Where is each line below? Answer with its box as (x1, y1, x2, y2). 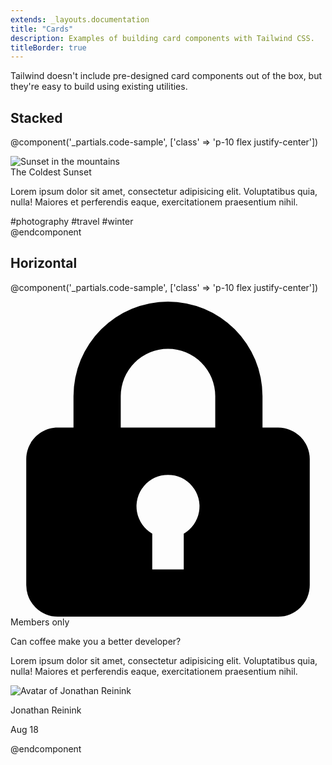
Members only (10, 616, 70, 628)
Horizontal (10, 255, 78, 272)
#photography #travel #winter (10, 216, 134, 228)
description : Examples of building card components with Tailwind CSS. (10, 33, 315, 43)
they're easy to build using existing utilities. (10, 81, 188, 93)
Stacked (10, 109, 63, 126)
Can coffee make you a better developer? (10, 635, 182, 647)
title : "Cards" (10, 24, 74, 34)
